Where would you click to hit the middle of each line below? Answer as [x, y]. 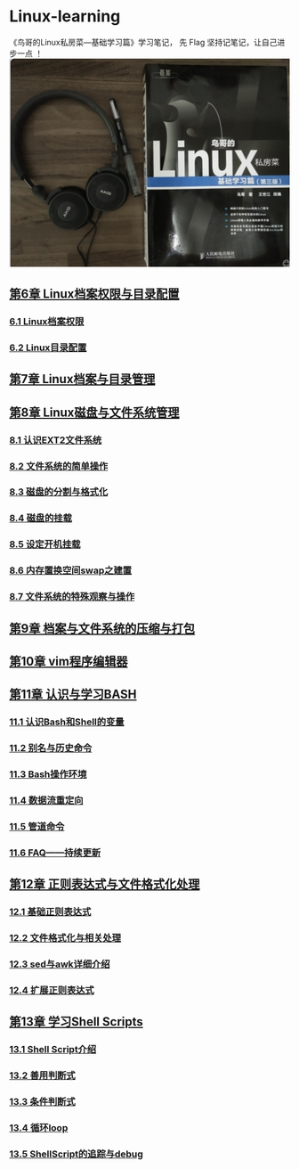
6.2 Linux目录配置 [48, 347]
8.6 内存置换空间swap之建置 [70, 570]
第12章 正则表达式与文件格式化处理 [105, 884]
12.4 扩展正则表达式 [52, 990]
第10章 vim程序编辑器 [69, 661]
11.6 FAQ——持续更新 [55, 853]
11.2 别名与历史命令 [51, 748]
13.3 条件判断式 [42, 1102]
